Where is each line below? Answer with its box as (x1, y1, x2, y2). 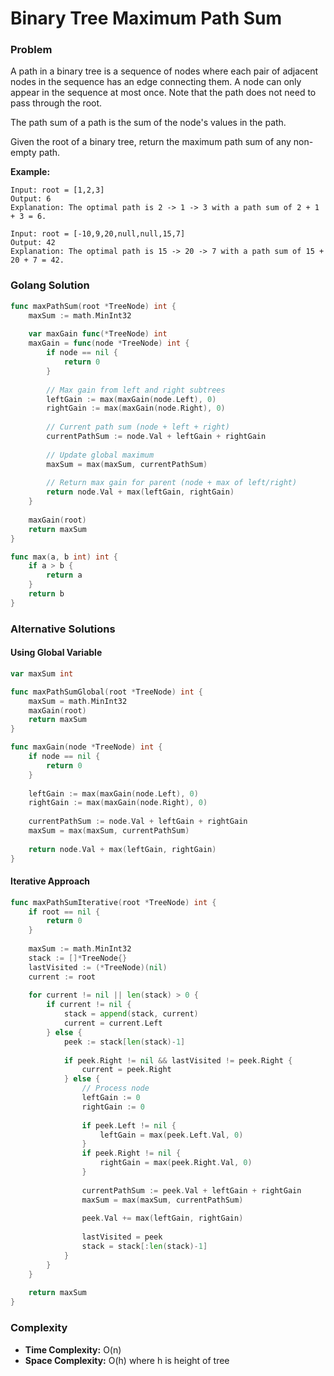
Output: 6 (10, 194, 52, 204)
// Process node (81, 1083, 150, 1094)
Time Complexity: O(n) (24, 1343, 122, 1356)
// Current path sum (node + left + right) (46, 422, 230, 432)
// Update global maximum (46, 450, 155, 460)
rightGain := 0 (81, 1102, 145, 1112)
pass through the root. (10, 97, 103, 109)
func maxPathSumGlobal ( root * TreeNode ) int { (10, 687, 203, 697)
